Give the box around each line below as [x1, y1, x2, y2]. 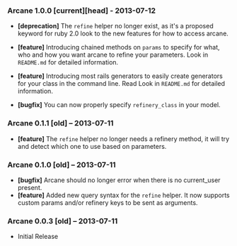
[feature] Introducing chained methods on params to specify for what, [17, 43, 221, 52]
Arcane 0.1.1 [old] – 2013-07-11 [7, 118, 114, 128]
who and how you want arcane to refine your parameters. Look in [17, 50, 209, 59]
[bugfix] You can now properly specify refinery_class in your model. [17, 101, 221, 109]
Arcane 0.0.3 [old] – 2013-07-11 [7, 216, 118, 225]
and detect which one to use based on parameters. [17, 142, 167, 150]
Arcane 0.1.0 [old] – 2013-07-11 [7, 160, 116, 169]
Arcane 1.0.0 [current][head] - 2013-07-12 [7, 6, 156, 16]
